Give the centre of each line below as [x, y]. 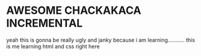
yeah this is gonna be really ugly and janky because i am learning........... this [101, 40]
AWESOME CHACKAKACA [74, 11]
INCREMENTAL [45, 23]
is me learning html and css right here [53, 46]
